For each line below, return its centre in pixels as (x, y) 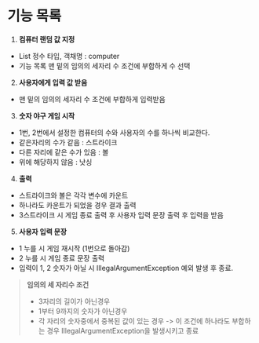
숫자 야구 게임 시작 (47, 115)
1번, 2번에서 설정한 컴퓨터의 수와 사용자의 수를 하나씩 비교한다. (114, 132)
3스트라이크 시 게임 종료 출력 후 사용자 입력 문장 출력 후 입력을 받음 (121, 215)
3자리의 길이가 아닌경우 (74, 301)
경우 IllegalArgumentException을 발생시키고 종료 (123, 330)
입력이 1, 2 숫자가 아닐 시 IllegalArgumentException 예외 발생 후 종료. (126, 268)
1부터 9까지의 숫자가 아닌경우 (83, 311)
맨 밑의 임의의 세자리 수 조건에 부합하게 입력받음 (92, 99)
